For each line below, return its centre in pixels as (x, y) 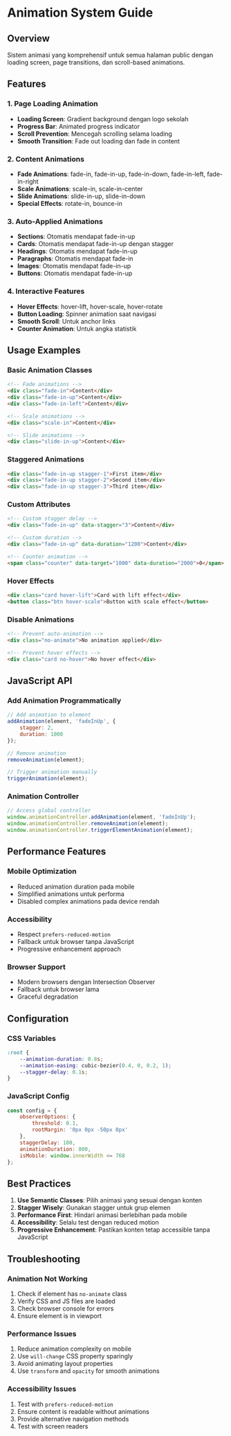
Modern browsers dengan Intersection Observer (86, 982)
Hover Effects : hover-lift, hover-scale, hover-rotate (90, 306)
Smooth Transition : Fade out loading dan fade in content (98, 141)
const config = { (32, 1110)
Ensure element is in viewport (59, 1315)
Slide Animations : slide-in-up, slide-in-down (81, 196)
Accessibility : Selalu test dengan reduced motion (88, 1223)
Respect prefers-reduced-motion (64, 934)
